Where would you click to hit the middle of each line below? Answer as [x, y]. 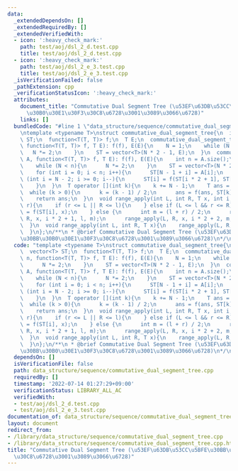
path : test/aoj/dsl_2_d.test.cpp [69, 47]
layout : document [33, 423]
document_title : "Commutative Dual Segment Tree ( [96, 107]
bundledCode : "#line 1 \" [52, 126]
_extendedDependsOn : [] [49, 21]
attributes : [32, 100]
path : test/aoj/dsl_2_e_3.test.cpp [73, 67]
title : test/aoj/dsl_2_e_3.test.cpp [74, 73]
